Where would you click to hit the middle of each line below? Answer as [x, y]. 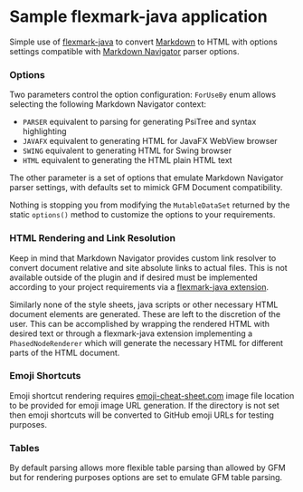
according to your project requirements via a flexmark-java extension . [139, 286]
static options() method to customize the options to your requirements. [142, 215]
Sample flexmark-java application [139, 17]
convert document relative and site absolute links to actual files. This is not [148, 267]
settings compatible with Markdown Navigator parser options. [124, 51]
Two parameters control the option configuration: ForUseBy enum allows [143, 95]
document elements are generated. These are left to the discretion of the [145, 314]
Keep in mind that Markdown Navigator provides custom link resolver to [143, 258]
